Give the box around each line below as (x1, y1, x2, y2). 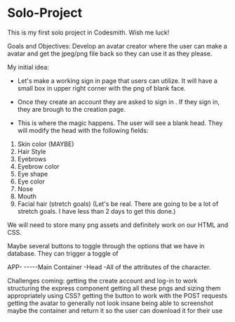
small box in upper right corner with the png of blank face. (17, 84, 186, 92)
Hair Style (17, 147, 46, 155)
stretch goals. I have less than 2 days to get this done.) (17, 207, 176, 215)
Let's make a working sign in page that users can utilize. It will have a (17, 76, 217, 85)
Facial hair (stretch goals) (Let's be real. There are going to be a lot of (17, 199, 219, 208)
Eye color (17, 177, 46, 186)
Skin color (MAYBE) (17, 139, 75, 148)
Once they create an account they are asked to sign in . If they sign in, (17, 97, 220, 106)
